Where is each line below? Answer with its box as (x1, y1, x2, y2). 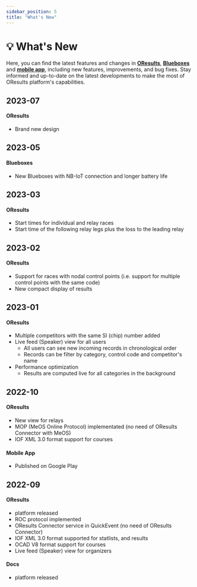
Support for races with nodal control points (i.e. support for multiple (14, 272, 180, 279)
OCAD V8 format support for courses (14, 541, 106, 548)
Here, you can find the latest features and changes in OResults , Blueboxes (6, 60, 190, 67)
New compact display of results (14, 285, 93, 292)
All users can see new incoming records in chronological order (23, 344, 177, 352)
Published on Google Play (14, 462, 78, 470)
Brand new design (14, 126, 59, 133)
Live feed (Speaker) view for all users (14, 339, 107, 346)
